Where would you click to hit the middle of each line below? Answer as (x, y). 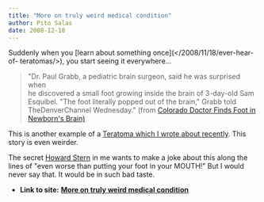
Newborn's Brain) (56, 119)
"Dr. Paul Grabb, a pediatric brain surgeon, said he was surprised (134, 77)
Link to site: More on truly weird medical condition (104, 190)
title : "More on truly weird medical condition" (90, 15)
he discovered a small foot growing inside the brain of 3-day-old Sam (141, 93)
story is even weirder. (44, 143)
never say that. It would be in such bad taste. (82, 174)
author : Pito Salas (40, 23)
